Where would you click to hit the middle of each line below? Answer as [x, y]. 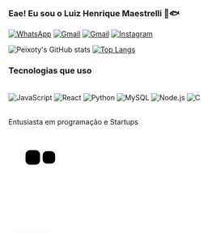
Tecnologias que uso [50, 70]
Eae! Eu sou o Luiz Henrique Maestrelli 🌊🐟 [94, 13]
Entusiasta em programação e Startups [74, 122]
